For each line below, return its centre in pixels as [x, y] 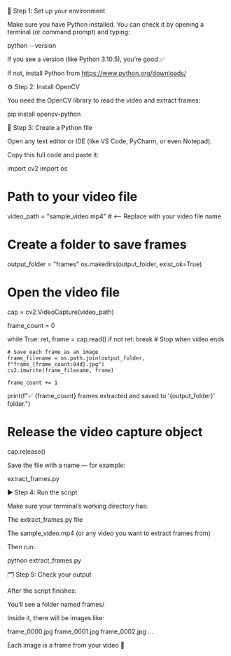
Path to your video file [72, 197]
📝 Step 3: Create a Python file [50, 127]
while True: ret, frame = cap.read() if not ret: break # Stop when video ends [116, 339]
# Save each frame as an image [53, 352]
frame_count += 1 [33, 383]
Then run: [21, 546]
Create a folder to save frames [97, 245]
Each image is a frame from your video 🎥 [66, 645]
